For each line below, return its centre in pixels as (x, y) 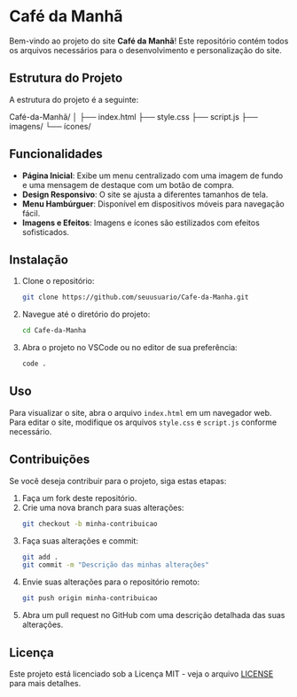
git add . (40, 557)
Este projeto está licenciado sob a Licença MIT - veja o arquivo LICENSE (141, 674)
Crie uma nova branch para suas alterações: (103, 507)
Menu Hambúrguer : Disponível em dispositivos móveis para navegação (153, 204)
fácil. (31, 213)
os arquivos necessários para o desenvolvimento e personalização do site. (145, 50)
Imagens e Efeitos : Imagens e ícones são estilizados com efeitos (141, 223)
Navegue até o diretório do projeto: (86, 314)
